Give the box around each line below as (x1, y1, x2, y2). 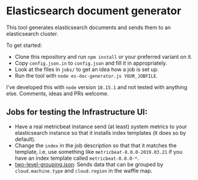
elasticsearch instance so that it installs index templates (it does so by (14, 129, 186, 136)
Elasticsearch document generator (6, 4, 181, 18)
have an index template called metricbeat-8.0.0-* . (14, 154, 139, 162)
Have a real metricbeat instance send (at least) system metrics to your (14, 123, 187, 130)
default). (14, 135, 36, 143)
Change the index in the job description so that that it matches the (14, 141, 177, 149)
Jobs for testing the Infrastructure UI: (6, 107, 147, 117)
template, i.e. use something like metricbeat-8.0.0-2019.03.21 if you (14, 148, 183, 155)
